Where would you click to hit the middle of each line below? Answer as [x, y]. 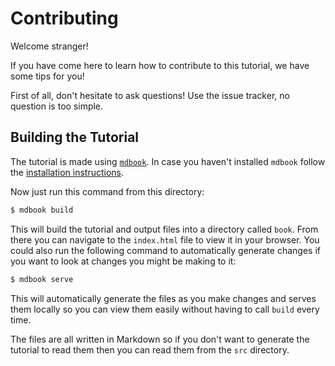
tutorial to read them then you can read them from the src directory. [150, 349]
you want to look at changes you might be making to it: [123, 261]
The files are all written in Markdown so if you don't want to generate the [160, 339]
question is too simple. [57, 106]
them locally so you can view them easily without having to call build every [165, 309]
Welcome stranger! [49, 46]
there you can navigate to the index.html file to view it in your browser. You [165, 239]
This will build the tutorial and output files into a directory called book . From [164, 229]
